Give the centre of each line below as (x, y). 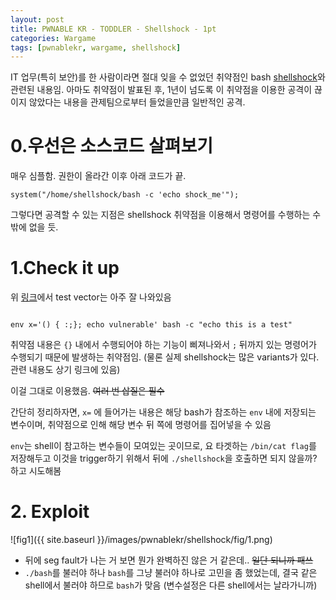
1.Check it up (65, 268)
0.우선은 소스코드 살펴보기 (112, 146)
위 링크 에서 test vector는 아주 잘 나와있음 (91, 297)
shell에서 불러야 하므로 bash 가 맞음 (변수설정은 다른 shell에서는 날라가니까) (171, 585)
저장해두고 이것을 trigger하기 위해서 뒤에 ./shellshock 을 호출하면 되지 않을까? (164, 458)
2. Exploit (50, 512)
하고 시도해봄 (36, 471)
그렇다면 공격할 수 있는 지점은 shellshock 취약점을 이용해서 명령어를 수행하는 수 (166, 215)
